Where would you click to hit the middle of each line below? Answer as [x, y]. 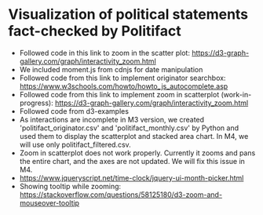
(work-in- [236, 94]
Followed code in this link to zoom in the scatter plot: [105, 53]
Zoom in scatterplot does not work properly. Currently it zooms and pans [137, 153]
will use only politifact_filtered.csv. [75, 144]
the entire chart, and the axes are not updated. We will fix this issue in [132, 161]
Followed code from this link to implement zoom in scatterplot [119, 94]
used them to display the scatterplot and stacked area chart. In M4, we [134, 136]
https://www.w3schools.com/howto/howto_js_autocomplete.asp [124, 86]
